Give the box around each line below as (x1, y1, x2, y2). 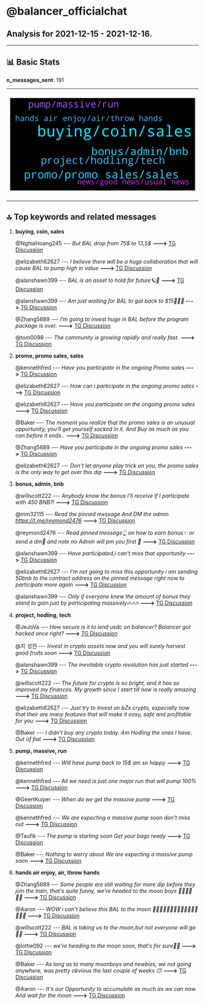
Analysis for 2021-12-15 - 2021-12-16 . (6, 29, 153, 39)
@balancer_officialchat (6, 4, 128, 18)
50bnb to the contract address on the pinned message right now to (15, 575, 185, 582)
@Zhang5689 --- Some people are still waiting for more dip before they (15, 881, 196, 888)
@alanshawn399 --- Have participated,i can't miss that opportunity (15, 550, 186, 557)
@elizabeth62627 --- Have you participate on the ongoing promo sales (15, 401, 195, 408)
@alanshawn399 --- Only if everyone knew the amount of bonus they (15, 593, 191, 600)
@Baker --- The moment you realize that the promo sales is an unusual (15, 419, 195, 427)
